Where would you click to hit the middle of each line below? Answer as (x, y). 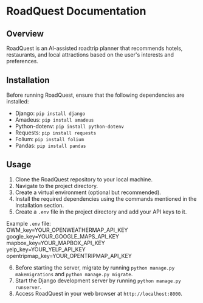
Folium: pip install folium (50, 139)
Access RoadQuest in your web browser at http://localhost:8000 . (98, 293)
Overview (25, 34)
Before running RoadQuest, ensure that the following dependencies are (95, 95)
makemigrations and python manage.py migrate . (74, 274)
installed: (18, 101)
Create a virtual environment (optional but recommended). (88, 192)
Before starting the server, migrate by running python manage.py (95, 267)
